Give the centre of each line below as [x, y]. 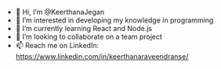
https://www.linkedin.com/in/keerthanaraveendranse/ [102, 57]
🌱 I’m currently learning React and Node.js [84, 28]
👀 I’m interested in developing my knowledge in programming [114, 20]
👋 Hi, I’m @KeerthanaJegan [60, 12]
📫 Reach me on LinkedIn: [57, 45]
